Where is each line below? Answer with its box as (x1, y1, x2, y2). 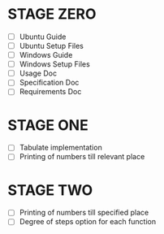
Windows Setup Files (19, 59, 90, 69)
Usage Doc (19, 68, 58, 78)
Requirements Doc (19, 87, 82, 97)
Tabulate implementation (19, 143, 102, 153)
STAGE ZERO (7, 5, 97, 24)
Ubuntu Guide (19, 32, 67, 41)
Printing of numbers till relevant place (19, 152, 145, 162)
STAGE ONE (7, 115, 88, 134)
